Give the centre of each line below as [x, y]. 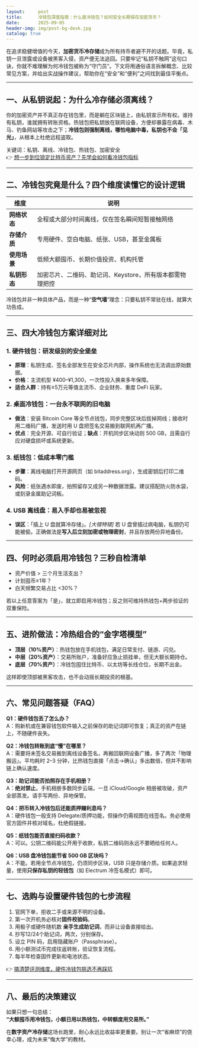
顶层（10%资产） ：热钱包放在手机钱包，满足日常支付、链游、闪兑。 [97, 649]
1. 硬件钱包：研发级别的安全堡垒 [52, 352]
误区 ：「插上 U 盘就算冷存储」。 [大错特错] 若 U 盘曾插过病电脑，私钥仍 [99, 525]
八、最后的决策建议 [41, 996]
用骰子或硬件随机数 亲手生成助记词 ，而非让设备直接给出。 [86, 926]
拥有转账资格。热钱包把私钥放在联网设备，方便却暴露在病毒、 [112, 122]
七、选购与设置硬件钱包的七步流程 [68, 897]
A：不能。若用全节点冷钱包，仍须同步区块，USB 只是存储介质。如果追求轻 [97, 862]
